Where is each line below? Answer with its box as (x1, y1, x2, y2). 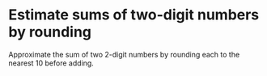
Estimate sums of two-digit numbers (8, 6, 260, 24)
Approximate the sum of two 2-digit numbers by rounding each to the (8, 49, 240, 59)
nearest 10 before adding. (8, 58, 95, 68)
